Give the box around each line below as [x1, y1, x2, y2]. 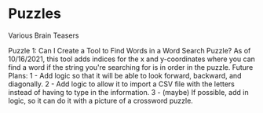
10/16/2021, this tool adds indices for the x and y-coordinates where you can [8, 54, 255, 64]
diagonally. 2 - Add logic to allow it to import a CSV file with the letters [8, 79, 236, 89]
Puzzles [8, 5, 61, 23]
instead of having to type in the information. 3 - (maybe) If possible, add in [8, 87, 249, 97]
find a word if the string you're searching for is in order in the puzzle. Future [8, 62, 254, 71]
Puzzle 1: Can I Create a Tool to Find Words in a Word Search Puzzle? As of [8, 46, 251, 55]
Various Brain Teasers [8, 31, 79, 40]
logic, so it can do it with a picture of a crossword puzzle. [8, 96, 194, 105]
